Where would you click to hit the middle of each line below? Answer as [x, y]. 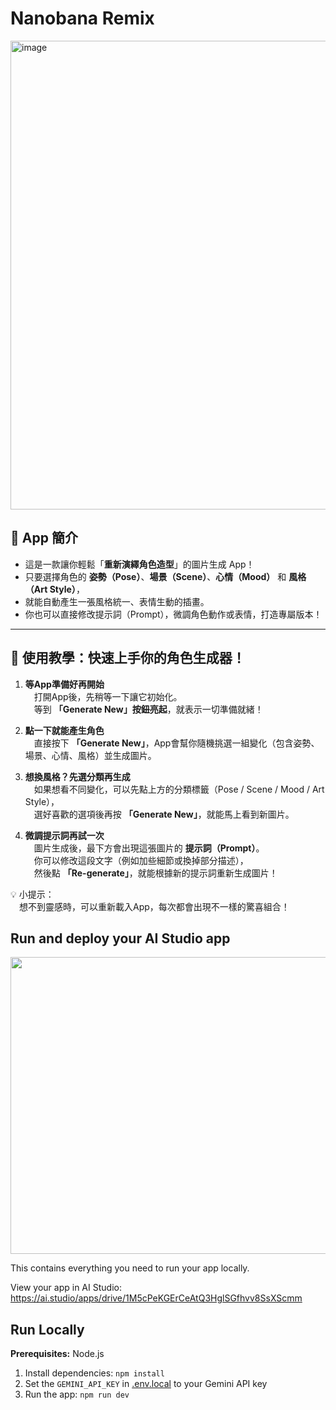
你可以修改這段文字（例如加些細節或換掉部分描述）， [141, 860]
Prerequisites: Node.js [57, 1354]
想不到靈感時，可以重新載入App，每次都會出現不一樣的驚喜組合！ [154, 906]
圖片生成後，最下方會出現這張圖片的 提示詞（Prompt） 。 [149, 848]
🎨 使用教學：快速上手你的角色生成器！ [128, 658]
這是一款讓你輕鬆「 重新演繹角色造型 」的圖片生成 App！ [139, 564]
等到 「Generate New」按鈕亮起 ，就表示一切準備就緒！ [148, 709]
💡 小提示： [32, 894]
